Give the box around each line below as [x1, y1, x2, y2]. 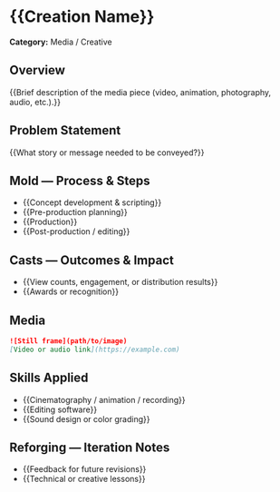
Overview [9, 63, 66, 78]
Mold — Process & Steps [9, 172, 151, 188]
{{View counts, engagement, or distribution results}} [22, 277, 218, 288]
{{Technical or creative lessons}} [22, 474, 146, 485]
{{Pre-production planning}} [22, 207, 129, 218]
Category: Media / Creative [9, 36, 112, 47]
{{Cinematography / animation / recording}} [22, 394, 186, 405]
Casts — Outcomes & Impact [9, 252, 174, 268]
